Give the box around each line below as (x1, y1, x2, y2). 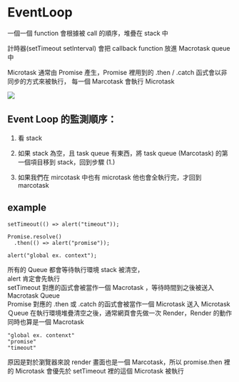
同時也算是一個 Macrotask (7, 317, 84, 326)
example (7, 201, 47, 214)
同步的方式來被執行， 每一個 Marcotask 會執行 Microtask (7, 76, 175, 86)
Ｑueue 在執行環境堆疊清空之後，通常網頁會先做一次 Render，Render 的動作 (7, 308, 233, 317)
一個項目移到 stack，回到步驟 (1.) (17, 158, 116, 166)
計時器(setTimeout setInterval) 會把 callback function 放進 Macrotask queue (7, 44, 230, 52)
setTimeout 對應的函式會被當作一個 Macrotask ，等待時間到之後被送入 (7, 283, 215, 291)
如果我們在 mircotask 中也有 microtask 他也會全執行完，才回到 (17, 173, 202, 181)
